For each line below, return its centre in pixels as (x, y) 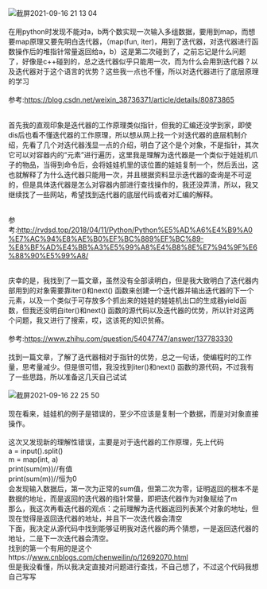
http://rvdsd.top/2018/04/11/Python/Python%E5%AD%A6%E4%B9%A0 (135, 230)
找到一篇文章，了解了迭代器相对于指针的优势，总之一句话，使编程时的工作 (130, 357)
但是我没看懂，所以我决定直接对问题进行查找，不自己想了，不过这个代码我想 (133, 567)
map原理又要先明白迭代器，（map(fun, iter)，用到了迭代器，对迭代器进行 (133, 41)
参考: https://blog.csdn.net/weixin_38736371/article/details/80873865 (121, 100)
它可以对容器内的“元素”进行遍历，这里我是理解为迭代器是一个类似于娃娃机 (130, 155)
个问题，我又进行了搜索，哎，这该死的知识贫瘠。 (88, 320)
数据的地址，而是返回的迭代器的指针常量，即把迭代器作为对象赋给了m (123, 498)
